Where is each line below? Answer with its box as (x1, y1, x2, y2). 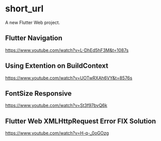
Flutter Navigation (5, 34, 62, 42)
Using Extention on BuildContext (5, 62, 109, 70)
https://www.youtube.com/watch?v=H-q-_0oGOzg (5, 130, 109, 136)
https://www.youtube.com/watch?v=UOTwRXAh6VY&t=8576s (5, 75, 133, 81)
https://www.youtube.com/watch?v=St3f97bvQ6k (5, 103, 108, 109)
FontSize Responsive (5, 89, 72, 98)
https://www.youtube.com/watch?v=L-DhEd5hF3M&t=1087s (5, 47, 129, 53)
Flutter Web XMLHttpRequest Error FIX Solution (5, 117, 156, 125)
